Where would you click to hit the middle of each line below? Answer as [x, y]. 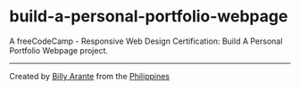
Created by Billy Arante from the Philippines [89, 76]
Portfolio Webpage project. [59, 50]
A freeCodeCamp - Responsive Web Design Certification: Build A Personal [146, 41]
